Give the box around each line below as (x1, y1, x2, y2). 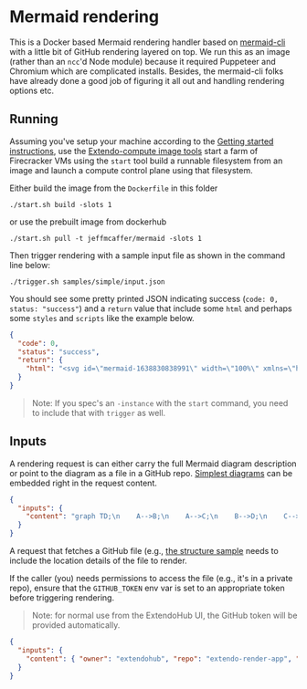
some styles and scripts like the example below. (9, 312, 195, 323)
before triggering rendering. (9, 592, 115, 603)
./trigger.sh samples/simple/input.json (9, 277, 166, 287)
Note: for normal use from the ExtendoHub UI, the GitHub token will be (31, 610, 298, 621)
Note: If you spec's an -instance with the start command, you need (31, 397, 289, 408)
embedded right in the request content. (9, 477, 157, 488)
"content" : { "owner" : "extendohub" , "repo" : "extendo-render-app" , (26, 654, 292, 663)
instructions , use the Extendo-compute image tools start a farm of (9, 145, 259, 156)
